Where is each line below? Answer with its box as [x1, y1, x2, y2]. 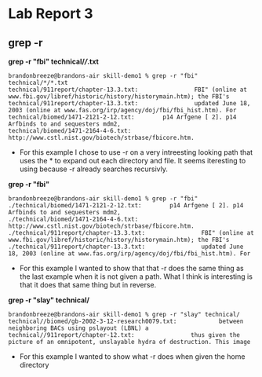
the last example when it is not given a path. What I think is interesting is [19, 272, 253, 281]
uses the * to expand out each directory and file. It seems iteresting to [19, 156, 246, 165]
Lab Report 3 [8, 5, 93, 23]
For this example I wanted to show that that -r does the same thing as [19, 264, 245, 273]
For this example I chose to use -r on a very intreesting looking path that [19, 148, 253, 157]
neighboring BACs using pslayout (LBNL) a [8, 324, 149, 332]
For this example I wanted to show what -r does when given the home [19, 352, 246, 361]
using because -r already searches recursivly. [19, 164, 169, 174]
